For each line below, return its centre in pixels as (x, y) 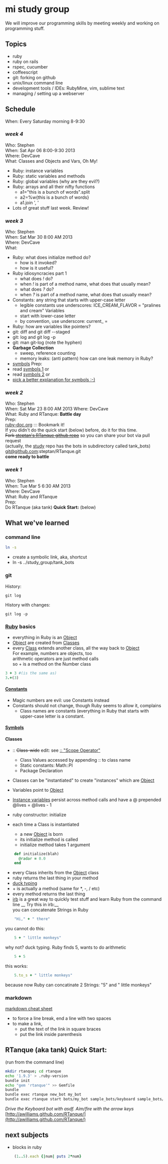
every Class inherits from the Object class (55, 873)
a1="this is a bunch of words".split (55, 192)
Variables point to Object (38, 790)
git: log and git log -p (34, 337)
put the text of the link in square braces (60, 1029)
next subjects (27, 1135)
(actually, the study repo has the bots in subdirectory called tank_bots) (78, 446)
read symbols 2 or (31, 374)
